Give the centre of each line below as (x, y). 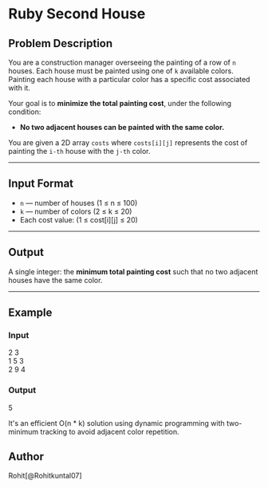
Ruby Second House (77, 14)
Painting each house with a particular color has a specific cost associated (129, 79)
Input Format (41, 184)
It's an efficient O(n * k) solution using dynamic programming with (116, 423)
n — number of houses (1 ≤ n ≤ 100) (79, 203)
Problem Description (61, 43)
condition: (25, 112)
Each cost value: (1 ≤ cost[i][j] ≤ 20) (79, 219)
